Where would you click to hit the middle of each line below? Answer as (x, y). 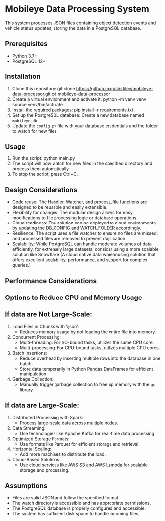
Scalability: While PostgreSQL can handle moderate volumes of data (82, 244)
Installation (23, 77)
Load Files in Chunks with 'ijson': (46, 326)
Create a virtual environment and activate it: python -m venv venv (79, 99)
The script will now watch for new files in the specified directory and (82, 164)
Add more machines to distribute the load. (62, 454)
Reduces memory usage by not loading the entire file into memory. (88, 332)
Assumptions (26, 485)
